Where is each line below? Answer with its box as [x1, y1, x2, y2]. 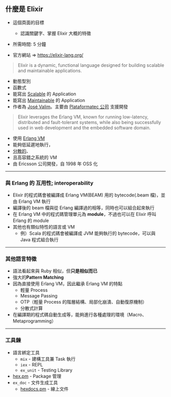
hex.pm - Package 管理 [12, 373, 62, 379]
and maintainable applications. [17, 67, 82, 73]
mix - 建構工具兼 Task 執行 [20, 356, 76, 362]
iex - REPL [20, 361, 43, 367]
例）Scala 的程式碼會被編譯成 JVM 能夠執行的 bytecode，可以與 [20, 230, 156, 236]
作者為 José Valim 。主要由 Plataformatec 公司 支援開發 [12, 104, 128, 110]
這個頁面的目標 [12, 19, 44, 26]
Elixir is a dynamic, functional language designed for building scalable [17, 62, 164, 68]
